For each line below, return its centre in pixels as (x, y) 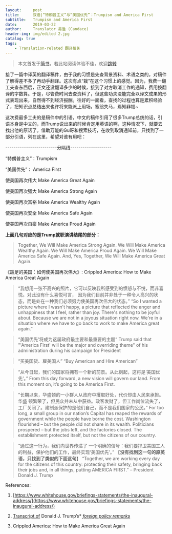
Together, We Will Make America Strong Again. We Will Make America (91, 245)
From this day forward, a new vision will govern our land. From (95, 378)
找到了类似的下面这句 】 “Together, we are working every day (96, 458)
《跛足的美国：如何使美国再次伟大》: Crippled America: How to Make (78, 272)
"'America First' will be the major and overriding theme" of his (83, 345)
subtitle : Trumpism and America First (49, 19)
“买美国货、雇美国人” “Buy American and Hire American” (78, 361)
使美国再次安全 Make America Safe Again (49, 213)
